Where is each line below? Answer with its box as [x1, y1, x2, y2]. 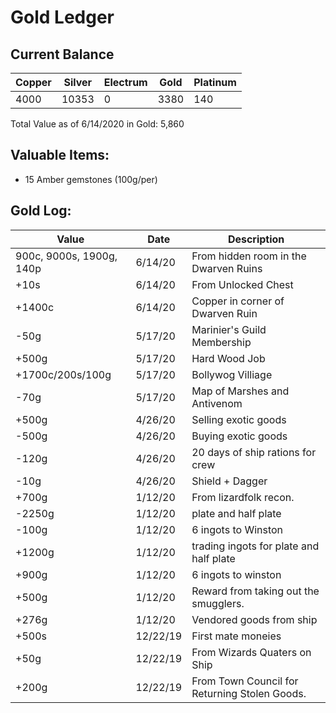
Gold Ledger [10, 6, 115, 29]
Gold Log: [10, 202, 72, 220]
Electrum [103, 76, 148, 89]
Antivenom [191, 396, 243, 410]
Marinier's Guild [191, 322, 267, 336]
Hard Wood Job [191, 351, 266, 365]
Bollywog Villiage [191, 367, 273, 381]
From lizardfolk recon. [191, 490, 295, 504]
